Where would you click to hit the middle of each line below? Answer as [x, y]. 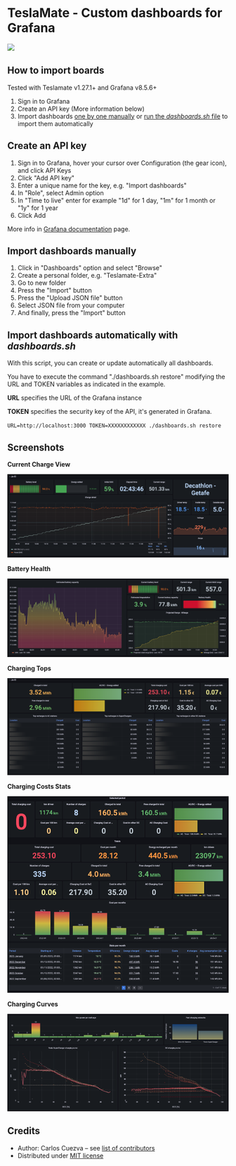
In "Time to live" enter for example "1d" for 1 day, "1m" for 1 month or [116, 200]
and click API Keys [44, 170]
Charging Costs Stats [39, 786]
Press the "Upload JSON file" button [70, 298]
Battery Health [29, 568]
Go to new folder [42, 283]
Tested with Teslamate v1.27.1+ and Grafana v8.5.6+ [82, 87]
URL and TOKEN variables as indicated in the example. [86, 384]
